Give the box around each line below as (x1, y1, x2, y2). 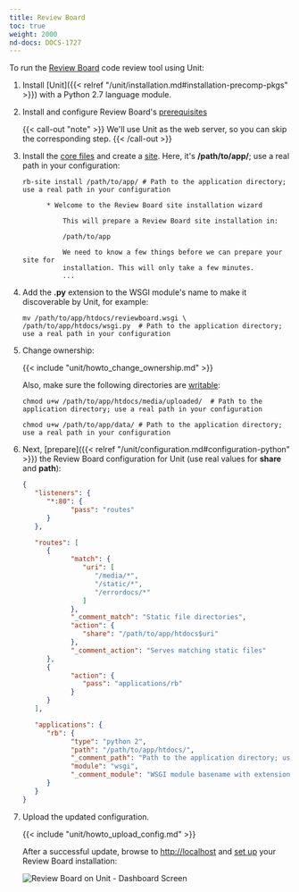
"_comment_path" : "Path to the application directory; (70, 753, 278, 762)
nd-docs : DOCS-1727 (9, 38, 82, 47)
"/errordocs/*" (94, 587, 151, 597)
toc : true (9, 21, 46, 30)
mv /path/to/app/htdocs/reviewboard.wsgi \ (21, 314, 187, 323)
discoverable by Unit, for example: (21, 297, 149, 307)
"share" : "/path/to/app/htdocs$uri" (82, 629, 219, 639)
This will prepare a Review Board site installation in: (62, 216, 278, 226)
